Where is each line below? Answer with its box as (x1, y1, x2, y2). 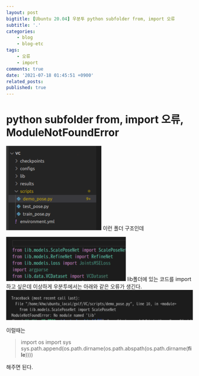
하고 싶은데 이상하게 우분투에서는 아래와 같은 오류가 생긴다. (6, 283, 142, 290)
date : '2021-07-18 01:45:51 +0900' (6, 72, 94, 78)
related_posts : (6, 78, 44, 84)
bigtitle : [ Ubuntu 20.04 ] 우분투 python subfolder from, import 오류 (6, 15, 175, 22)
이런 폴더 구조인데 (102, 225, 144, 232)
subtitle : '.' (6, 22, 41, 28)
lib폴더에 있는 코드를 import (127, 276, 191, 283)
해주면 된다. (6, 364, 34, 371)
